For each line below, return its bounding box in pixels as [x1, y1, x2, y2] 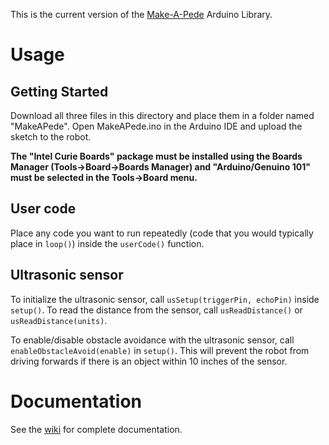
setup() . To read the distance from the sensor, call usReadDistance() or [10, 304, 303, 316]
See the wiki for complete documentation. [10, 423, 183, 435]
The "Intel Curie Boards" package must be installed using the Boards [10, 150, 303, 162]
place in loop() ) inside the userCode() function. [10, 237, 205, 249]
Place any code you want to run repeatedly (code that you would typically [10, 227, 314, 239]
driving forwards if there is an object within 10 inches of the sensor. [10, 355, 288, 367]
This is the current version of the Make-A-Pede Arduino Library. [10, 9, 273, 20]
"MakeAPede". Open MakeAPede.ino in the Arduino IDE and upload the [10, 120, 303, 132]
